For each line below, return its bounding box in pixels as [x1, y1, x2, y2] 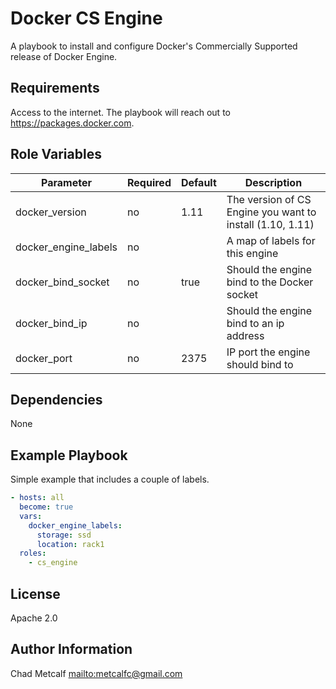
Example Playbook [10, 447, 128, 464]
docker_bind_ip [15, 316, 88, 330]
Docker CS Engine [10, 7, 163, 30]
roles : [19, 548, 47, 559]
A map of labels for [226, 233, 316, 247]
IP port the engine [226, 345, 311, 359]
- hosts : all [10, 493, 65, 503]
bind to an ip [226, 316, 285, 330]
